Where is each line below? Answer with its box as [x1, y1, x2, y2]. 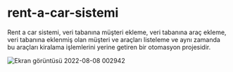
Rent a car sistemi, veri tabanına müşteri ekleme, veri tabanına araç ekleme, [7, 28, 227, 36]
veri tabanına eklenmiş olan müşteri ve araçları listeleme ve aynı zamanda [7, 35, 220, 43]
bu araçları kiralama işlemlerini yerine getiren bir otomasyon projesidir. [7, 43, 211, 51]
